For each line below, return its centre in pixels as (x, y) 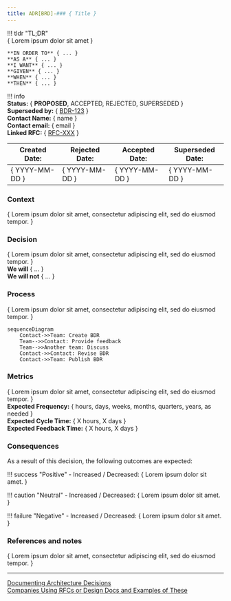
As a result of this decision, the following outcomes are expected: (100, 461)
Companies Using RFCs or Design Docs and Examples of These (97, 591)
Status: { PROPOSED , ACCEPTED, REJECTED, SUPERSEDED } (95, 103)
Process (21, 294)
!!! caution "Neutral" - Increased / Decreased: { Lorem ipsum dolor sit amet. (114, 495)
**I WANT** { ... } (35, 65)
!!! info (16, 96)
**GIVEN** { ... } (33, 71)
